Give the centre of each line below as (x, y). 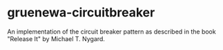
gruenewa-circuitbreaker (81, 13)
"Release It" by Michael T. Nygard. (56, 38)
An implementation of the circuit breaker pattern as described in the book (111, 32)
